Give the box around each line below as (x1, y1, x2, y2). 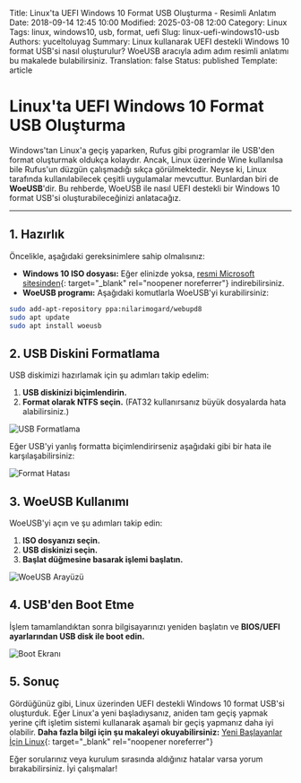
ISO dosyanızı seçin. (21, 535, 100, 545)
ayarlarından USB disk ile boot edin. (9, 631, 145, 641)
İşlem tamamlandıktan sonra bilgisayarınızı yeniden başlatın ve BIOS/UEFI (9, 621, 280, 631)
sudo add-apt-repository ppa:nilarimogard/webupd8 (9, 304, 202, 313)
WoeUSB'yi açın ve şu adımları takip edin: (9, 518, 163, 528)
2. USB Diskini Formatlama (9, 345, 160, 361)
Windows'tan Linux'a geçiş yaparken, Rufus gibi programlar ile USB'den (9, 144, 275, 155)
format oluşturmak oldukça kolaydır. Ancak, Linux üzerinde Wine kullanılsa (9, 154, 284, 165)
